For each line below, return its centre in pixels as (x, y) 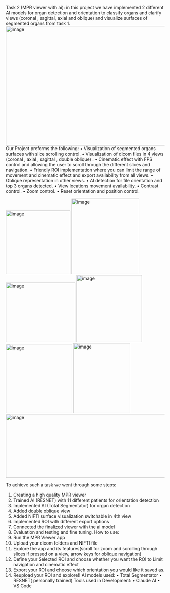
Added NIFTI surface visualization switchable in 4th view (72, 516)
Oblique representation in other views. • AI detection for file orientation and (84, 181)
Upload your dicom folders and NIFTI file (55, 543)
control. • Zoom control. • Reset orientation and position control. (73, 191)
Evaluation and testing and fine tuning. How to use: (66, 532)
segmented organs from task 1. (38, 23)
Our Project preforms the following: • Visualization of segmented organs (81, 148)
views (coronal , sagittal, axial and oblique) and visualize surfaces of (77, 18)
